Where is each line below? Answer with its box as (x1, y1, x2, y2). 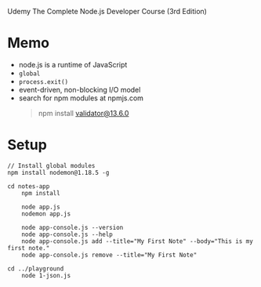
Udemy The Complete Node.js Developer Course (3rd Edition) (7, 7, 207, 16)
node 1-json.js (21, 271, 71, 279)
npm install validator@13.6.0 (38, 108, 129, 118)
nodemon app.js (21, 209, 71, 218)
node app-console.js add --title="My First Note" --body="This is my (21, 237, 254, 245)
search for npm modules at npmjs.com (18, 93, 144, 103)
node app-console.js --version (21, 223, 124, 231)
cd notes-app (7, 182, 50, 191)
